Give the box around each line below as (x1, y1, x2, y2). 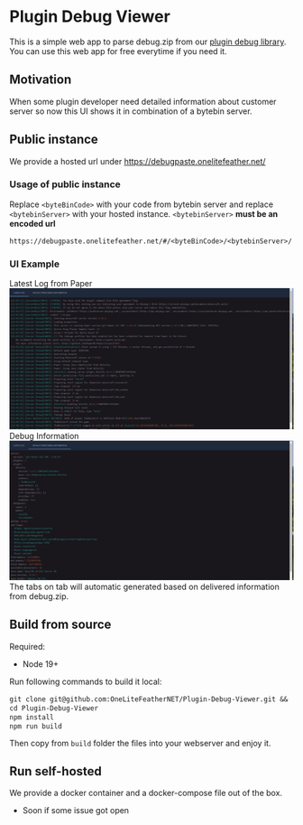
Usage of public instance (9, 178, 122, 191)
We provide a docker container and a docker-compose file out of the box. (9, 788, 282, 799)
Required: (9, 641, 46, 652)
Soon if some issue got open (22, 805, 129, 816)
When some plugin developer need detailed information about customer (9, 96, 277, 107)
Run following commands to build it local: (9, 676, 162, 687)
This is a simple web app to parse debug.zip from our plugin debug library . (9, 36, 287, 47)
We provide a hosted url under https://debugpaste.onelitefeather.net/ (9, 155, 266, 166)
